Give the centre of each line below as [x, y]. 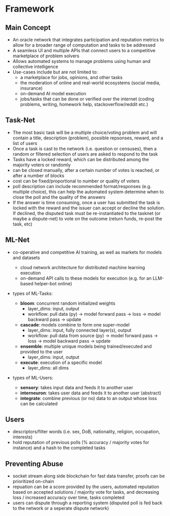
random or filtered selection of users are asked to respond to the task [85, 154]
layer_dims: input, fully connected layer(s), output [80, 330]
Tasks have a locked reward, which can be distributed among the [81, 159]
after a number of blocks [38, 175]
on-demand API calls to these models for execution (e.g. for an [86, 278]
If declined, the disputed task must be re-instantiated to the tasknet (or [87, 213]
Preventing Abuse [34, 464]
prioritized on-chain [33, 482]
